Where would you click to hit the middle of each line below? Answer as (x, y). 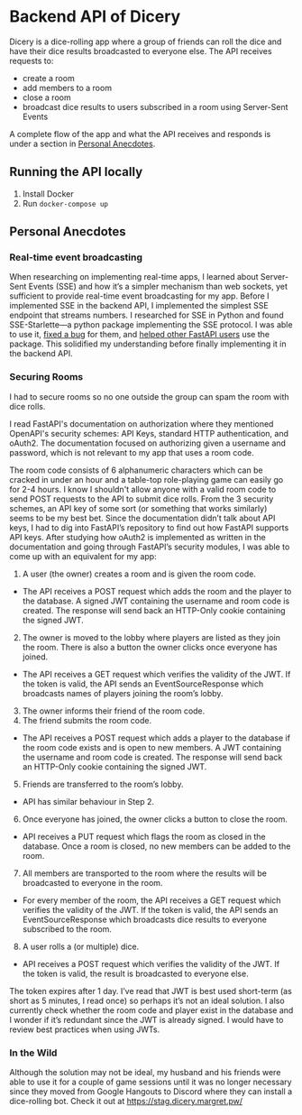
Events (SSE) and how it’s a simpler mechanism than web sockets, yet (158, 287)
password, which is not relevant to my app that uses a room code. (132, 452)
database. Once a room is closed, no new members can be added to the (156, 846)
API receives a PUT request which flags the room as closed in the (144, 836)
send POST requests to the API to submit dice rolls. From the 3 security (142, 499)
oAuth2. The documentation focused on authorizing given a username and (148, 443)
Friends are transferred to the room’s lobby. (103, 784)
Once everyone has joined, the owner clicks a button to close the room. (155, 819)
